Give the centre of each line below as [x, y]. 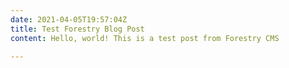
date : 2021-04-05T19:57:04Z [69, 19]
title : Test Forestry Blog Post [77, 29]
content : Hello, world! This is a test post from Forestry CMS [145, 38]
